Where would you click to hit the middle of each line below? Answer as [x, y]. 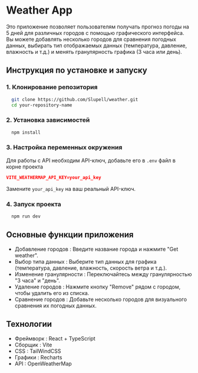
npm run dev [26, 216]
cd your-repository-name [42, 105]
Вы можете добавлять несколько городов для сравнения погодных [91, 39]
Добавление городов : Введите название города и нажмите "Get [96, 249]
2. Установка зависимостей [48, 120]
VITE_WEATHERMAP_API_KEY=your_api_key [54, 177]
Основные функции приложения [70, 235]
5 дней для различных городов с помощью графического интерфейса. [95, 33]
